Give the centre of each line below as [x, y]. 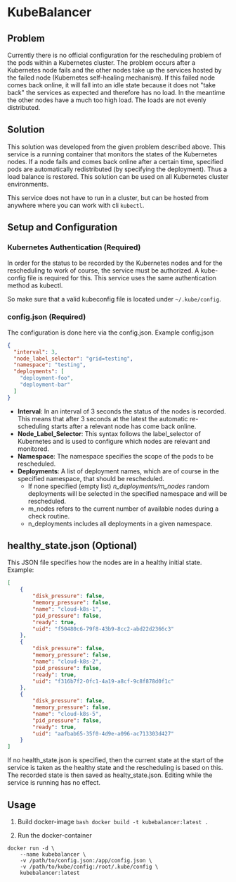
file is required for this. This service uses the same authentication [122, 278]
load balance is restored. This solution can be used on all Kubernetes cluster [118, 176]
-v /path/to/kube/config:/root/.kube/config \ [89, 867]
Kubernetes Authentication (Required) [74, 247]
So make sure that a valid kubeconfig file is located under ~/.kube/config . [114, 299]
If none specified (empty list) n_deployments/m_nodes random [118, 486]
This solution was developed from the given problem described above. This [117, 147]
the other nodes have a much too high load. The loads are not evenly [107, 100]
